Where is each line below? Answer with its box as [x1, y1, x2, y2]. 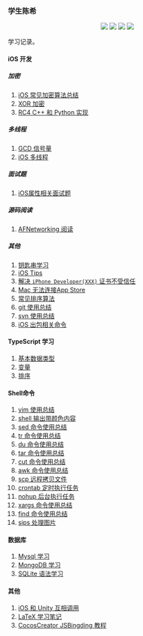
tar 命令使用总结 [17, 449, 65, 458]
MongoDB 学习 [17, 561, 61, 569]
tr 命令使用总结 [17, 432, 61, 440]
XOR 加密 [17, 99, 45, 108]
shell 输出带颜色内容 [17, 415, 76, 423]
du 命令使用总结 [17, 440, 65, 449]
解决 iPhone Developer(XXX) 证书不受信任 [17, 276, 136, 285]
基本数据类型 [17, 354, 55, 362]
